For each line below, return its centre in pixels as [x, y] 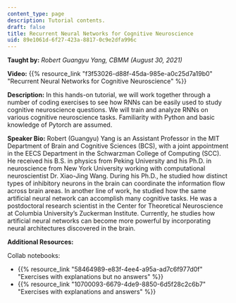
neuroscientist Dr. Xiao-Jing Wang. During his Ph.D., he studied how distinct [117, 176]
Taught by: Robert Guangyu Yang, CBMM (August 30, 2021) [95, 60]
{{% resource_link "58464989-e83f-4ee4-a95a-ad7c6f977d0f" [110, 269]
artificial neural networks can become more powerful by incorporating [109, 221]
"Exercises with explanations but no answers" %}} [91, 277]
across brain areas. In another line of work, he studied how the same [107, 191]
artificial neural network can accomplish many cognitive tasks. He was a [112, 199]
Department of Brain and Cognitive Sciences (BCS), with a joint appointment [118, 146]
